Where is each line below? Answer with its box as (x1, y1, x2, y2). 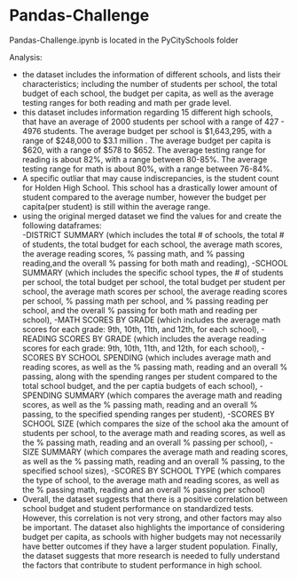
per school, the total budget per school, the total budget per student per (21, 276, 286, 287)
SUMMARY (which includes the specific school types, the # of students (21, 267, 284, 278)
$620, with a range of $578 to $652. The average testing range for (21, 144, 266, 155)
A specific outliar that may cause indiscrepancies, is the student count (21, 172, 279, 183)
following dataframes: (21, 219, 102, 231)
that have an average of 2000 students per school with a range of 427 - (21, 116, 286, 127)
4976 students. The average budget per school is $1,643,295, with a (21, 125, 272, 136)
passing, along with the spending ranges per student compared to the (21, 370, 278, 382)
